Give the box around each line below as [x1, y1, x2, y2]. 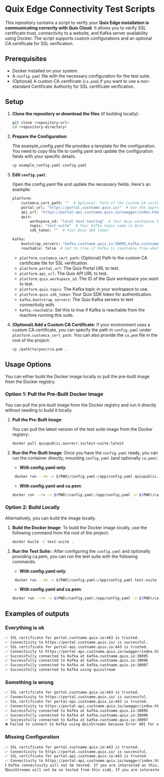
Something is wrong [5, 678, 54, 685]
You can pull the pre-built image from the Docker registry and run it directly [5, 402, 157, 408]
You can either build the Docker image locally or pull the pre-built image [5, 373, 150, 379]
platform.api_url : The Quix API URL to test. [19, 270, 108, 276]
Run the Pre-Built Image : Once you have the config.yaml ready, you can [12, 450, 158, 456]
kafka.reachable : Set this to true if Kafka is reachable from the [19, 307, 145, 312]
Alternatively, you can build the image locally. [5, 515, 96, 521]
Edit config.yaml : [12, 172, 47, 178]
